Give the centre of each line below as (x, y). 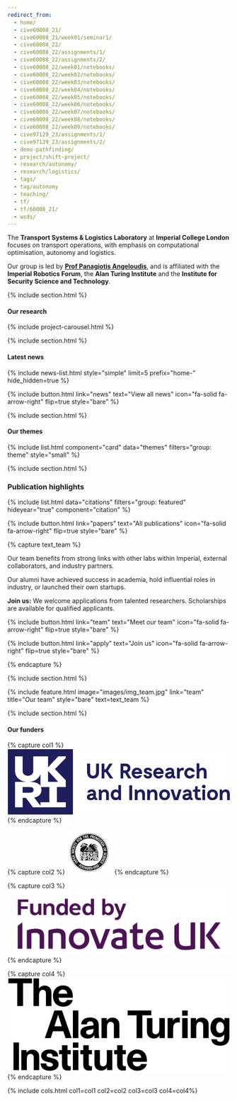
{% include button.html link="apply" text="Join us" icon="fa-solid (103, 644)
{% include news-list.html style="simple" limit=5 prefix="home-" (102, 372)
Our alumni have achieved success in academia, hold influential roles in (111, 580)
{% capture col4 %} (36, 974)
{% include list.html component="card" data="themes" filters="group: (110, 447)
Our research (27, 311)
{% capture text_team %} (44, 544)
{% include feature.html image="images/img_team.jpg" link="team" (106, 692)
